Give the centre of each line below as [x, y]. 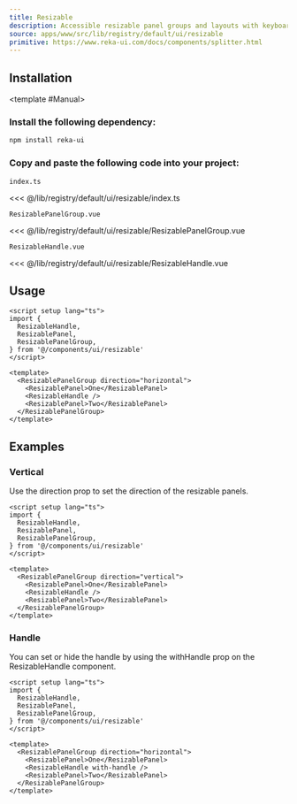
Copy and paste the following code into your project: [124, 163]
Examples [37, 446]
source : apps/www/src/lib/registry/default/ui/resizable [116, 34]
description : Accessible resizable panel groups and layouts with [134, 26]
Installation [41, 77]
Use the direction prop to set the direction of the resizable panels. [129, 491]
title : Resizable [41, 17]
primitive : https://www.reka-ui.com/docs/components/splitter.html [136, 42]
